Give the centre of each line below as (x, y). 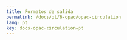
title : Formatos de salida (40, 11)
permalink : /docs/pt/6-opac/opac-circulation (63, 17)
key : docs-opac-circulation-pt (45, 28)
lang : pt (17, 22)
